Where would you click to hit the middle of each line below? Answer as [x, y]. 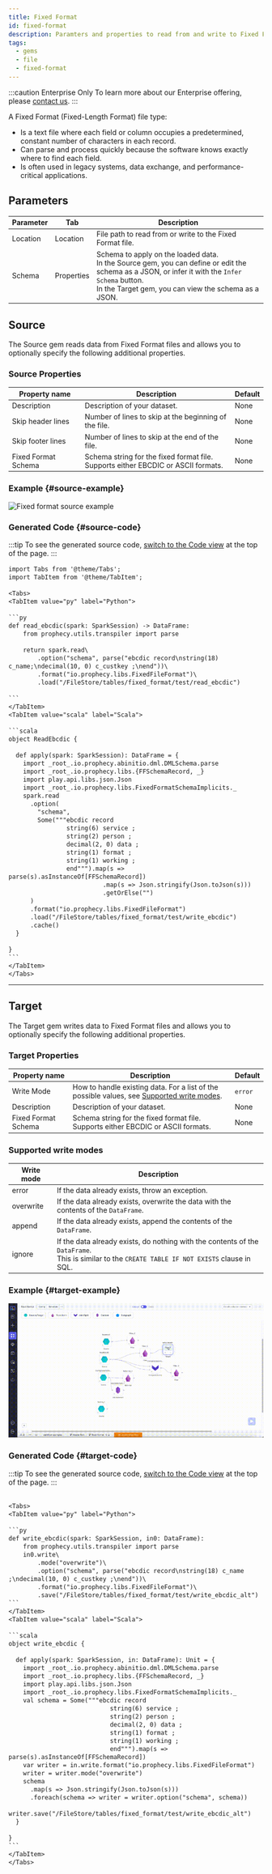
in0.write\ [41, 1554]
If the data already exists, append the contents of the [144, 1222]
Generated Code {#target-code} [73, 1455]
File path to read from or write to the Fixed [166, 234]
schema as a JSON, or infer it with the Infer [169, 271]
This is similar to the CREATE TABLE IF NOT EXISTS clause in [153, 1258]
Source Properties [45, 374]
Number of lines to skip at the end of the [151, 436]
